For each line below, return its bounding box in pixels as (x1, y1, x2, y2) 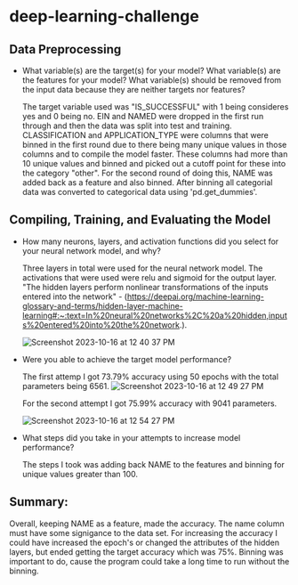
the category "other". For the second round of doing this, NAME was (21, 167, 273, 178)
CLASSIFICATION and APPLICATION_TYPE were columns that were (21, 130, 270, 140)
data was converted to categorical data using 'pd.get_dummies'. (21, 187, 258, 197)
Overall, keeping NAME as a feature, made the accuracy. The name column (9, 518, 285, 529)
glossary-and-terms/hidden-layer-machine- (21, 300, 184, 311)
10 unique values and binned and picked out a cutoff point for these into (21, 158, 286, 168)
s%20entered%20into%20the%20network (21, 319, 181, 330)
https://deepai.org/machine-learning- (126, 291, 265, 302)
